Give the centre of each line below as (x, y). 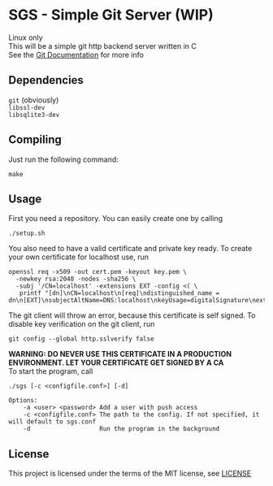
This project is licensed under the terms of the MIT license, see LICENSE (130, 474)
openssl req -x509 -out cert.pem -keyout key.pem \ (97, 272)
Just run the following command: (64, 159)
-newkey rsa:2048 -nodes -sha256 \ (76, 279)
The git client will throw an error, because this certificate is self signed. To (132, 315)
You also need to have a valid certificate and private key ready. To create (130, 249)
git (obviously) (34, 100)
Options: (23, 401)
